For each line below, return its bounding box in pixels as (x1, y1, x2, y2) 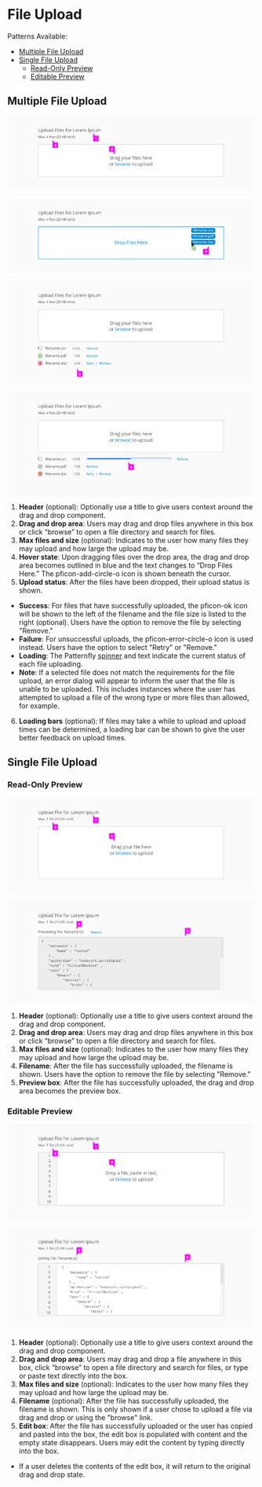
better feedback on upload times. (18, 732, 127, 742)
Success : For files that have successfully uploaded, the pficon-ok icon (18, 600, 248, 610)
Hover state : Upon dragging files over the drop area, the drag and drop (18, 552, 249, 561)
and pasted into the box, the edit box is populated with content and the (18, 1429, 248, 1439)
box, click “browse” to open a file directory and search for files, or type (18, 1362, 249, 1372)
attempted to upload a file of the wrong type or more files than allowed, (18, 692, 249, 702)
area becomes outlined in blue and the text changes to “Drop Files (18, 560, 233, 570)
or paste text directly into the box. (18, 1371, 129, 1380)
